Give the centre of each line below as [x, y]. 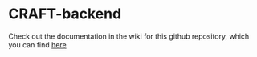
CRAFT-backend [65, 14]
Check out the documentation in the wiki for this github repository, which [129, 36]
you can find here [37, 44]
